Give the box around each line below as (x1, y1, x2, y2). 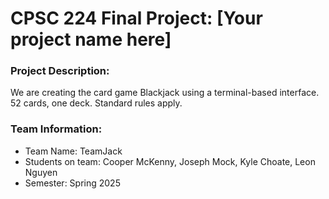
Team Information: (10, 122, 103, 136)
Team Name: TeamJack (24, 145, 123, 157)
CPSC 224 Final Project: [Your (10, 7, 263, 30)
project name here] (10, 28, 172, 51)
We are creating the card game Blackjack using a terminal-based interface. (10, 87, 320, 99)
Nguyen (24, 166, 58, 178)
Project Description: (10, 64, 110, 78)
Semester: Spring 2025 (24, 177, 121, 189)
